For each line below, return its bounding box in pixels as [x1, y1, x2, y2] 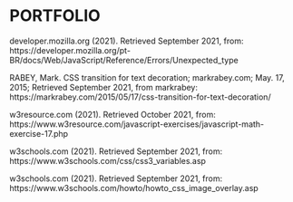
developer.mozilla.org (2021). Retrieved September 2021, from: [9, 35, 244, 46]
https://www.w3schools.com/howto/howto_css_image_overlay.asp [9, 182, 259, 193]
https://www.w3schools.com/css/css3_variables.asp [9, 155, 207, 166]
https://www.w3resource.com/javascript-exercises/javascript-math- [9, 119, 265, 130]
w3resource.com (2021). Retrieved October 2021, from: [9, 109, 216, 120]
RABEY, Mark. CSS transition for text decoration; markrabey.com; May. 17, [9, 72, 285, 82]
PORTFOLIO [9, 5, 102, 26]
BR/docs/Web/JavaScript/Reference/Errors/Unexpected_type [9, 54, 239, 65]
